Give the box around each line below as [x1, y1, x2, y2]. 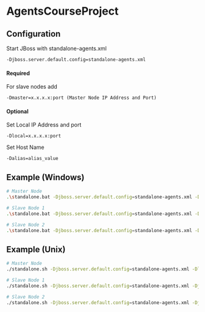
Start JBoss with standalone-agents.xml [6, 45, 107, 52]
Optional [6, 107, 29, 115]
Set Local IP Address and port [6, 121, 82, 129]
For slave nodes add [6, 83, 58, 90]
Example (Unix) [6, 244, 66, 255]
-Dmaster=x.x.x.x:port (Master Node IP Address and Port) [6, 95, 157, 101]
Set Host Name [6, 143, 45, 151]
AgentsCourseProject [6, 4, 119, 18]
